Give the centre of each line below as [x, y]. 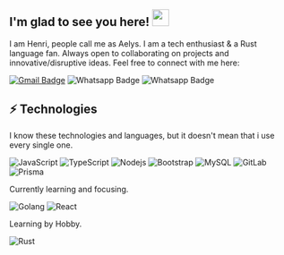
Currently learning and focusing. [69, 189]
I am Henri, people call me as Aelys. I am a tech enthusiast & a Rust [133, 43]
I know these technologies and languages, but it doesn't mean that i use [142, 135]
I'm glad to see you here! [80, 22]
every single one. [41, 145]
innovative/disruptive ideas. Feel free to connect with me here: [125, 63]
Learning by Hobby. [46, 224]
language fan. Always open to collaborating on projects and [120, 53]
